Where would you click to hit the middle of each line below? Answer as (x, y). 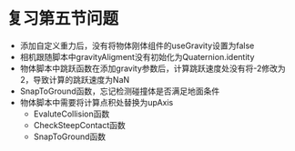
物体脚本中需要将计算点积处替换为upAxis (97, 102)
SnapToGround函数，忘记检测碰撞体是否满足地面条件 (120, 91)
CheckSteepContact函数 (80, 125)
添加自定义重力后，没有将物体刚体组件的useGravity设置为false (137, 45)
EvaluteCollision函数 (71, 114)
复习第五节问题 (63, 19)
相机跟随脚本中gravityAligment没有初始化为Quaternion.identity (137, 56)
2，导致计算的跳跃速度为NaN (75, 79)
